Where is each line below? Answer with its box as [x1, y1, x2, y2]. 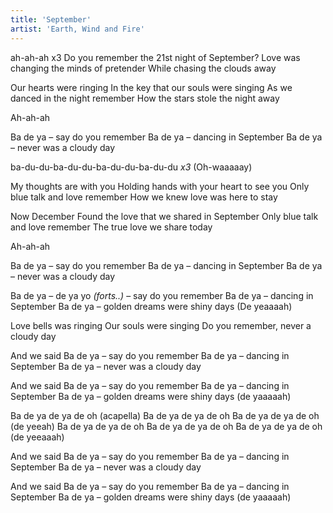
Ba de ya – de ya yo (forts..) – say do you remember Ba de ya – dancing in [10, 289, 314, 301]
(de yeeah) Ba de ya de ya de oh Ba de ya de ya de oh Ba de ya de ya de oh [10, 420, 323, 432]
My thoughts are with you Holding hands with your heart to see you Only [10, 180, 310, 192]
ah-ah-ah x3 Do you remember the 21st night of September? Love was [10, 51, 301, 63]
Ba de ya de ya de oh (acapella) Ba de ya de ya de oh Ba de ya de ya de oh [10, 409, 320, 421]
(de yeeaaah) [10, 431, 65, 443]
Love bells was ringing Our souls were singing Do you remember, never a [10, 319, 312, 331]
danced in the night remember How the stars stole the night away [10, 92, 280, 104]
